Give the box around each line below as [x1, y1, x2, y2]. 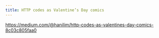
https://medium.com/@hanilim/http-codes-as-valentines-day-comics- [5, 22, 154, 28]
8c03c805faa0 [5, 27, 37, 33]
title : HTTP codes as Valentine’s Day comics [5, 7, 104, 13]
